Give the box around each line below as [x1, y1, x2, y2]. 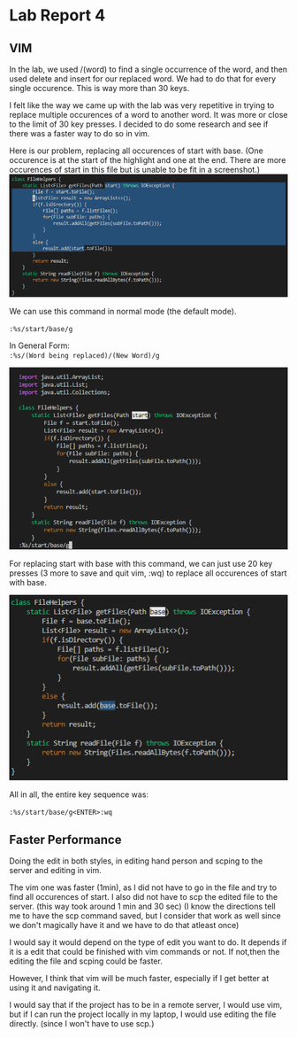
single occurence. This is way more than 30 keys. [9, 83, 190, 93]
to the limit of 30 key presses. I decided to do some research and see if [9, 119, 269, 129]
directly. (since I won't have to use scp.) [9, 1018, 155, 1028]
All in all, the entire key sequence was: [9, 789, 148, 800]
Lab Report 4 [9, 5, 106, 26]
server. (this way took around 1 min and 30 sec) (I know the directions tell [9, 901, 276, 911]
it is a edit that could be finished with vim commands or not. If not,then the [9, 946, 280, 957]
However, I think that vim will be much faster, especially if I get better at [9, 972, 270, 983]
